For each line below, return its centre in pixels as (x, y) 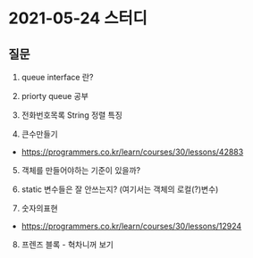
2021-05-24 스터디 (78, 18)
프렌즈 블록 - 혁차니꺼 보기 (67, 245)
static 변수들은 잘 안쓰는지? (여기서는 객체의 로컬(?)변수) (120, 189)
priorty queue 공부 (55, 96)
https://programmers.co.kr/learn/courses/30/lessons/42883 (132, 152)
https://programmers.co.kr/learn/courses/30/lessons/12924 (131, 226)
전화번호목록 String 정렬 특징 (72, 115)
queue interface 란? (57, 77)
